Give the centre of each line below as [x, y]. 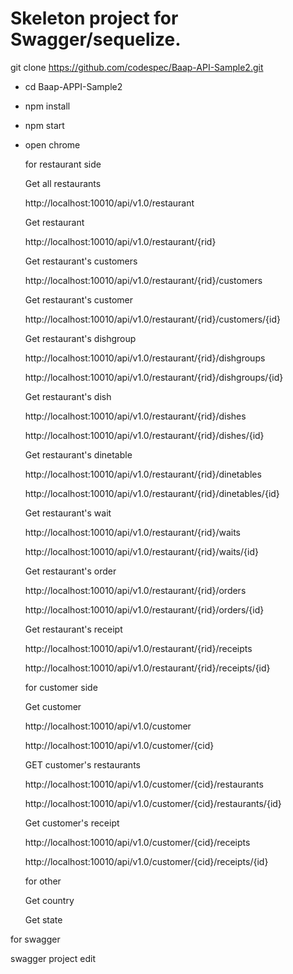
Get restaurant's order [70, 571]
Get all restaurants [63, 183]
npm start [44, 125]
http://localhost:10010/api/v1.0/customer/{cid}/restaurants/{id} [153, 803]
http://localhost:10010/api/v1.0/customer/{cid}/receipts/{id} [146, 861]
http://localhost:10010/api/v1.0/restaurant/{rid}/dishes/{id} [144, 435]
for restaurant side [63, 164]
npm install [47, 106]
